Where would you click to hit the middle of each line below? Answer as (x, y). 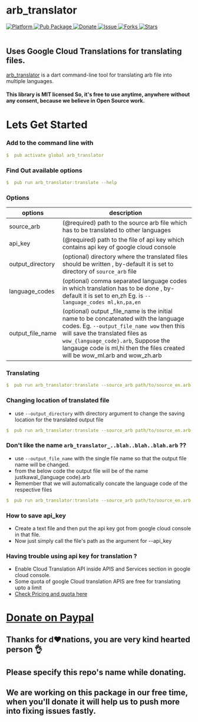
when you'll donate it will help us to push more (93, 702)
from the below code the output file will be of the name (81, 471)
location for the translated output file (59, 420)
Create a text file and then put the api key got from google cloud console (103, 528)
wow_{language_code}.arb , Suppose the (116, 341)
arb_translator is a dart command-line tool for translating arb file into (89, 75)
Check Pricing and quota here (51, 594)
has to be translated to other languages (116, 230)
